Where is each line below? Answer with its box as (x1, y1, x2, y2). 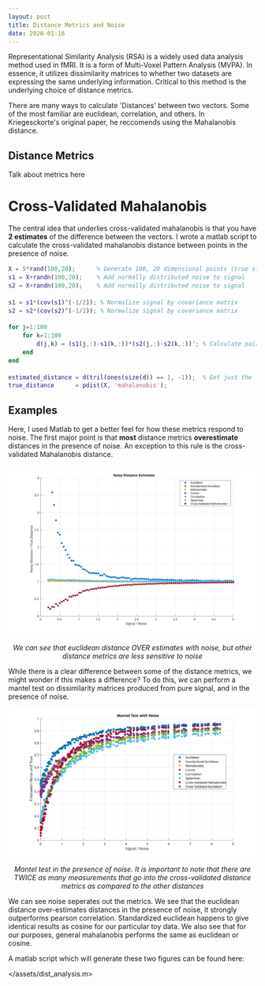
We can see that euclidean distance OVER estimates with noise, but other (13, 643, 252, 652)
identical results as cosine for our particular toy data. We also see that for (8, 922, 247, 932)
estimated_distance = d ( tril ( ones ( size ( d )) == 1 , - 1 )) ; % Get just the (8, 373, 252, 381)
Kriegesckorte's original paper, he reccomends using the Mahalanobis (8, 118, 237, 127)
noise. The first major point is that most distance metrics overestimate (8, 433, 239, 442)
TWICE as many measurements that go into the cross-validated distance (13, 873, 252, 883)
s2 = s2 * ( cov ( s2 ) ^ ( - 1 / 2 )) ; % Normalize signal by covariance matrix (8, 306, 238, 315)
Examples (8, 403, 58, 417)
